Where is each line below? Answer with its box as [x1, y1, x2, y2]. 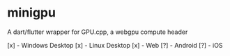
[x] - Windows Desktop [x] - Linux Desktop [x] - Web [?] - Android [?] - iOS [7, 41, 223, 49]
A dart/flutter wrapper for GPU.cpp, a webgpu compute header [7, 28, 188, 36]
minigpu [7, 5, 56, 21]
